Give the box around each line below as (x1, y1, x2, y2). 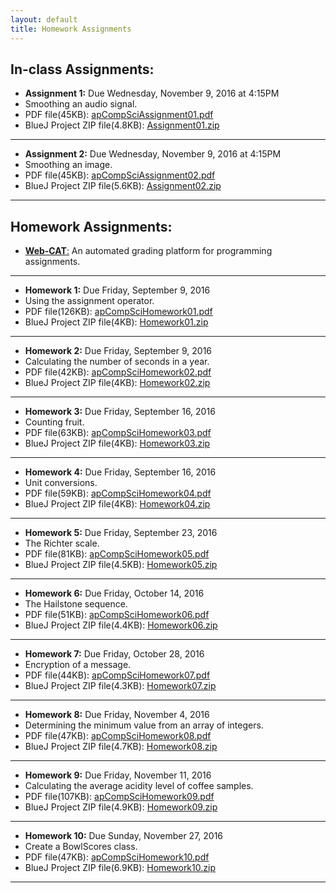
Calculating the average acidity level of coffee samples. (24, 780, 254, 792)
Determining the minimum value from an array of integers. (24, 719, 264, 731)
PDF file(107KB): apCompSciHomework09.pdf (24, 791, 215, 803)
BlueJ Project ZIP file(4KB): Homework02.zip (24, 377, 211, 389)
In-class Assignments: (10, 61, 155, 78)
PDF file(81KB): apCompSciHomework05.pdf (24, 548, 210, 560)
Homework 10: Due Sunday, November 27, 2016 (24, 830, 224, 842)
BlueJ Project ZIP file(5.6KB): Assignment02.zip (24, 180, 222, 192)
